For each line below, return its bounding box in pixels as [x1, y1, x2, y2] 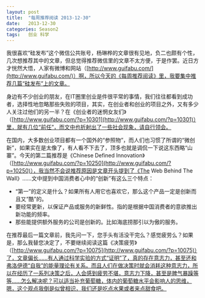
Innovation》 [115, 152, 145, 159]
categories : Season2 [6, 26, 59, 32]
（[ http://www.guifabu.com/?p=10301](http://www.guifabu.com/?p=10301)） [6, 116, 196, 123]
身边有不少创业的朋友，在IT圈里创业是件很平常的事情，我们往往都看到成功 [6, 93, 193, 100]
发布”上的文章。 [30, 80, 70, 88]
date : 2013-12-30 [6, 20, 56, 26]
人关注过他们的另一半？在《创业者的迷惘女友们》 [6, 108, 127, 116]
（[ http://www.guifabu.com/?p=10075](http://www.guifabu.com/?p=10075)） [6, 247, 198, 254]
